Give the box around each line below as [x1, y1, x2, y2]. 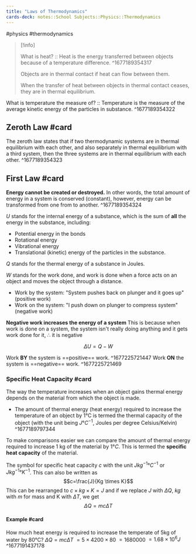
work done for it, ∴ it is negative [6, 332, 83, 339]
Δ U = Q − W [84, 343, 113, 350]
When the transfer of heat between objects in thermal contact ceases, [20, 81, 190, 88]
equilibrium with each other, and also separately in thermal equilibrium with [6, 144, 187, 151]
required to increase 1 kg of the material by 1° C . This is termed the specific [6, 443, 187, 450]
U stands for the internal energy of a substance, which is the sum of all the [6, 213, 186, 220]
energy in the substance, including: [6, 219, 91, 226]
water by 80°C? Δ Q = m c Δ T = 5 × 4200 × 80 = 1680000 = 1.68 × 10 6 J [6, 535, 181, 543]
